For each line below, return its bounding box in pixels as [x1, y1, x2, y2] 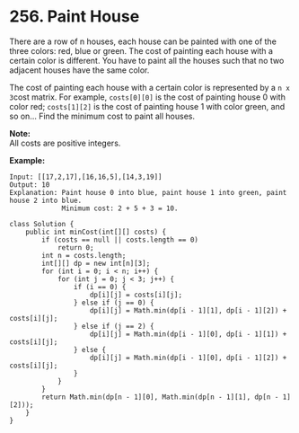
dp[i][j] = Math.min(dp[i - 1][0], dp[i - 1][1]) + [89, 330, 287, 339]
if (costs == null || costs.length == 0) [41, 235, 199, 244]
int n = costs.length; [41, 251, 127, 260]
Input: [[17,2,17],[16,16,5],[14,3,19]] [9, 172, 163, 181]
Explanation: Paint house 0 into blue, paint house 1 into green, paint [9, 188, 287, 197]
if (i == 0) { [73, 282, 127, 291]
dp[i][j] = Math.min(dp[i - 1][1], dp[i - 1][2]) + [89, 305, 287, 315]
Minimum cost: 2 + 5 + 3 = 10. [61, 204, 179, 213]
